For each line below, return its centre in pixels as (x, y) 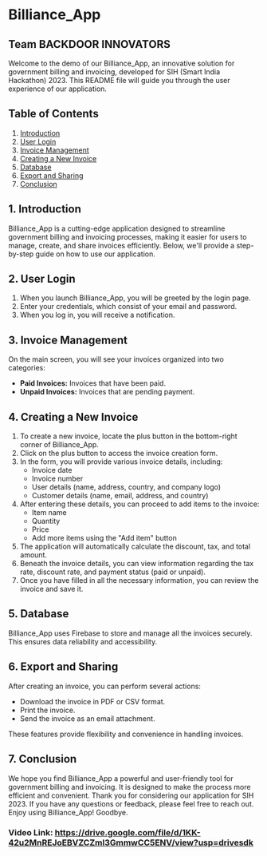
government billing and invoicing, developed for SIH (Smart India (114, 72)
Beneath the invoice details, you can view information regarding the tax (137, 564)
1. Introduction (45, 209)
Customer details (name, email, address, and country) (120, 496)
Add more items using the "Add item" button (104, 538)
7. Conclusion (43, 759)
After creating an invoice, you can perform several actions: (105, 686)
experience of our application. (58, 89)
